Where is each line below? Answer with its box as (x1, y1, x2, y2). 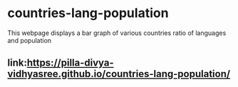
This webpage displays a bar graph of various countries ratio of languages (7, 29, 227, 37)
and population (7, 36, 52, 44)
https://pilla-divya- (26, 57, 114, 69)
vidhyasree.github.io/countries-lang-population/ (7, 68, 230, 80)
